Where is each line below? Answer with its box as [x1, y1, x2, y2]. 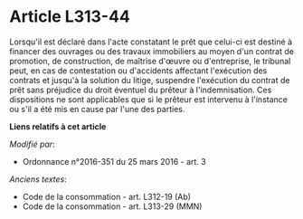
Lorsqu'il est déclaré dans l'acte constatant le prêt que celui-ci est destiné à [9, 36, 292, 47]
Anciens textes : [9, 174, 68, 185]
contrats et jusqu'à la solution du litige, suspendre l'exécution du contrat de [9, 74, 290, 85]
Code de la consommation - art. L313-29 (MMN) [22, 201, 203, 212]
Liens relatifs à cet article [9, 120, 107, 132]
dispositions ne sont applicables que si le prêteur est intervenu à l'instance [9, 93, 288, 105]
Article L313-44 [9, 6, 131, 27]
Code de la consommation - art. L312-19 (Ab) [22, 191, 192, 202]
